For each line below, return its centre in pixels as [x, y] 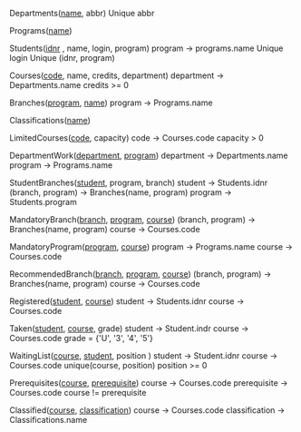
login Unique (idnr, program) [62, 58]
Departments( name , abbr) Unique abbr [82, 13]
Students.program [43, 202]
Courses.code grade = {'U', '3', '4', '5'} [82, 338]
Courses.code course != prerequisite [78, 393]
